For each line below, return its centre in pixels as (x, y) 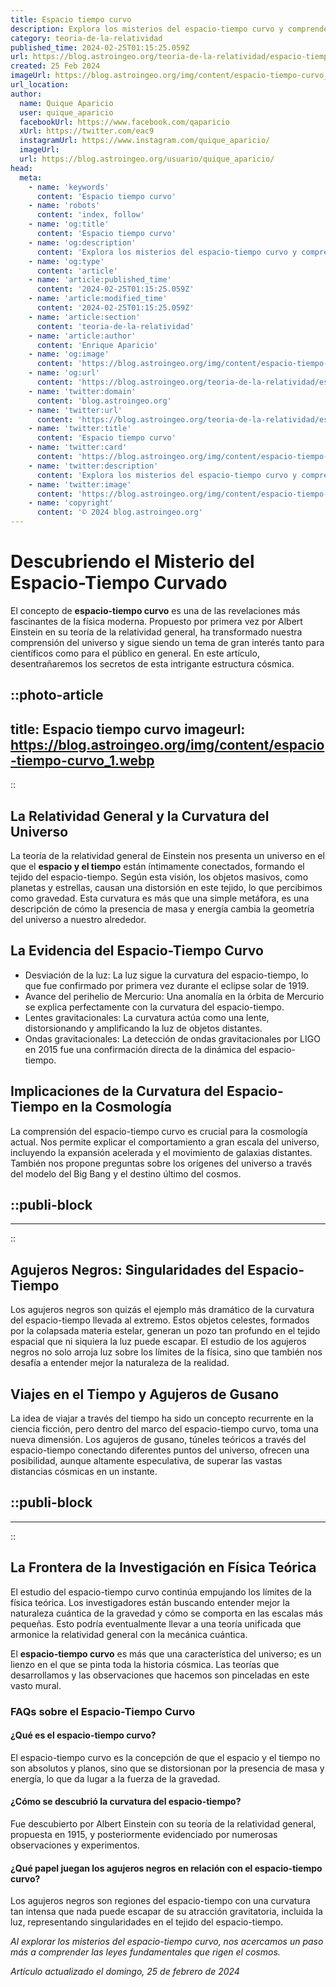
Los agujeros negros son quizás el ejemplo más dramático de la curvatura (162, 1310)
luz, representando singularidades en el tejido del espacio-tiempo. (147, 1922)
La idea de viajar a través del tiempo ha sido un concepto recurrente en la (162, 1418)
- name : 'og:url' (64, 373)
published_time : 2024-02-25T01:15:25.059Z (100, 47)
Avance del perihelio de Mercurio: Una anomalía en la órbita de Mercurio (174, 996)
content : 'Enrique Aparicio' (97, 345)
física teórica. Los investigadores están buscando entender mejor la (150, 1602)
